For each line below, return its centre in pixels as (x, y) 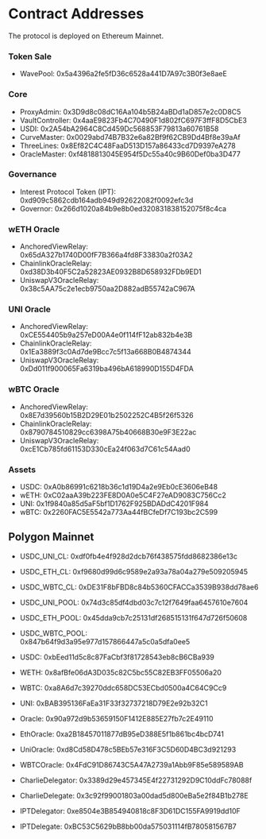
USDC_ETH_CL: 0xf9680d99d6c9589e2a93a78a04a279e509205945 (134, 571)
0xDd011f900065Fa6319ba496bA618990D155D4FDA (107, 369)
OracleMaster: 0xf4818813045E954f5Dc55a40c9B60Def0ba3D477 (130, 154)
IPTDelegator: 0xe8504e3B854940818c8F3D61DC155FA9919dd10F (130, 810)
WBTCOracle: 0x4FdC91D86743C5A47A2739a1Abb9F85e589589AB (131, 764)
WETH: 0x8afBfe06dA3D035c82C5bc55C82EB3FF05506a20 (121, 672)
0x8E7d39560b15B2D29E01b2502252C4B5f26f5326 (107, 415)
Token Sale (30, 56)
